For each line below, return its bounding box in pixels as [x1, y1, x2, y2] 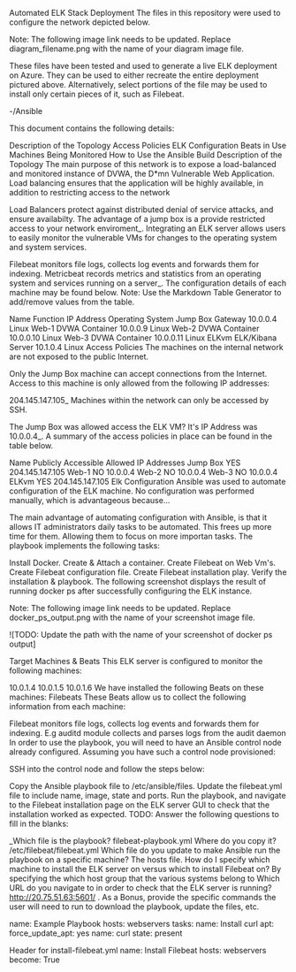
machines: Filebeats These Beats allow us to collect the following [9, 692, 247, 702]
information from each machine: [9, 701, 126, 711]
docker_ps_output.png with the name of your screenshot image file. [9, 612, 256, 623]
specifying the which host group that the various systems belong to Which [9, 873, 280, 884]
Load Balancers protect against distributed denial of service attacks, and [9, 204, 274, 215]
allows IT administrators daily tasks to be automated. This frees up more [9, 522, 272, 532]
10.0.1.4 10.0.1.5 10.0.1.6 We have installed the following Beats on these [9, 683, 264, 693]
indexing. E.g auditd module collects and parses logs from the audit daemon [9, 728, 287, 738]
